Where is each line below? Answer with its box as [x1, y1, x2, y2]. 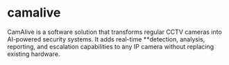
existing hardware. [7, 50, 60, 58]
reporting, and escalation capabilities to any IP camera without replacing [7, 42, 214, 50]
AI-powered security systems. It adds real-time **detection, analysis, [7, 35, 205, 43]
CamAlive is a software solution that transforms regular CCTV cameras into [7, 28, 222, 36]
